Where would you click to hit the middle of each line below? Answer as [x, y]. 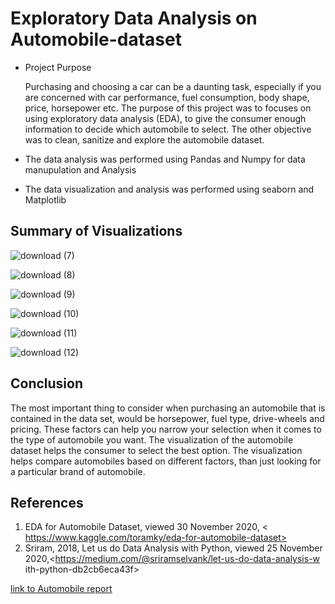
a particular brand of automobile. [78, 471]
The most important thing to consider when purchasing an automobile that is [168, 408]
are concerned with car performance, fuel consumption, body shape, [167, 97]
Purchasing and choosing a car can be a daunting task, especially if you [173, 86]
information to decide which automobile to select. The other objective [168, 129]
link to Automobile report [61, 589]
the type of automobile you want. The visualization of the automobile [152, 439]
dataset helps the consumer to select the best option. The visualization [156, 450]
